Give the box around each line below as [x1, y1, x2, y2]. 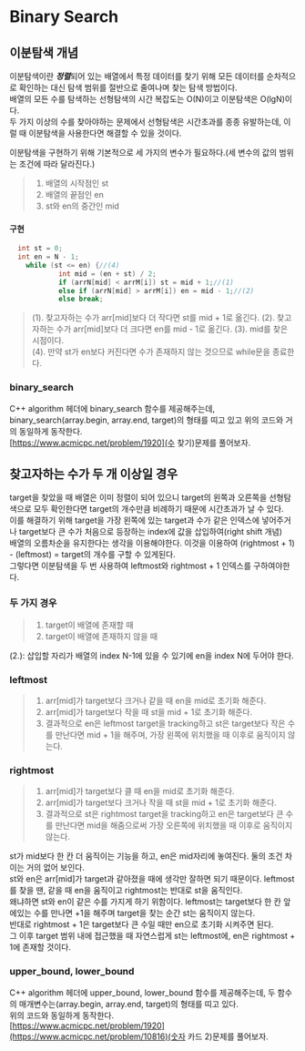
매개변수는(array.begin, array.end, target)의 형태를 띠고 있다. [18, 998, 239, 1009]
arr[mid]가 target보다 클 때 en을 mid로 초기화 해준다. [45, 786, 235, 797]
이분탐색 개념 [9, 45, 79, 60]
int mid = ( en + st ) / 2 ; [57, 269, 157, 279]
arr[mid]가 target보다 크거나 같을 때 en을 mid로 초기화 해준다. [45, 695, 267, 707]
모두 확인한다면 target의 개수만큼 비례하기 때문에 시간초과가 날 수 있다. [33, 504, 284, 515]
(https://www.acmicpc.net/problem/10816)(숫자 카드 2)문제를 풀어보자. [9, 1031, 269, 1042]
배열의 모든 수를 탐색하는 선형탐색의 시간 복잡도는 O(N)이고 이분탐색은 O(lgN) [9, 94, 285, 104]
